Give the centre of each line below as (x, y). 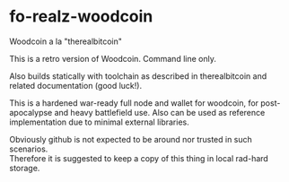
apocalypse (31, 112)
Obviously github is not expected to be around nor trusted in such (131, 139)
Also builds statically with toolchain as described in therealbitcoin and (138, 76)
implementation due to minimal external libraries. (100, 122)
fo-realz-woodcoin (81, 17)
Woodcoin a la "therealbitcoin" (66, 41)
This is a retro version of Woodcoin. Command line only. (113, 58)
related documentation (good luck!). (75, 85)
